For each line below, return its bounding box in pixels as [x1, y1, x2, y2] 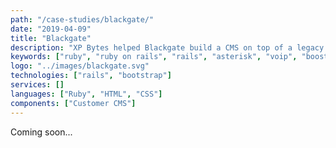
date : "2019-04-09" [10, 24, 92, 34]
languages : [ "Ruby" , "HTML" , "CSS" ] [10, 89, 163, 99]
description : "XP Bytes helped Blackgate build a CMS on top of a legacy [10, 42, 325, 53]
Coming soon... [10, 126, 73, 138]
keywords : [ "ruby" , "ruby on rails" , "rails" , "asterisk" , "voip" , [10, 52, 298, 62]
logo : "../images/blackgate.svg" [10, 61, 150, 71]
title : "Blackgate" [10, 33, 92, 43]
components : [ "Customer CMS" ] [10, 98, 137, 108]
